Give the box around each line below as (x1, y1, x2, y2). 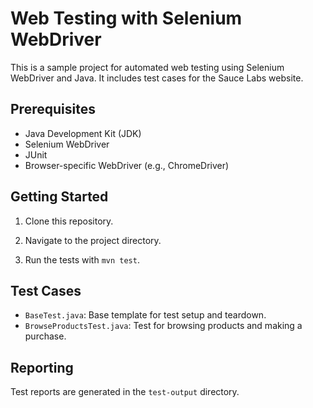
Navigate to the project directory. (24, 234, 162, 246)
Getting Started (10, 188, 109, 206)
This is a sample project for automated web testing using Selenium (10, 61, 285, 73)
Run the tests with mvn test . (24, 253, 140, 266)
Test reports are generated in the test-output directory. (10, 386, 240, 398)
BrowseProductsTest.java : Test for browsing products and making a (24, 320, 303, 332)
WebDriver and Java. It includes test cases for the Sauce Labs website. (10, 72, 304, 84)
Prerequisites (10, 101, 96, 118)
